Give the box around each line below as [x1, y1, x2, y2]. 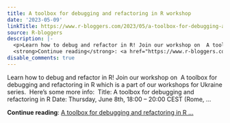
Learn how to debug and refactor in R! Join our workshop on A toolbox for [7, 73, 218, 81]
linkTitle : [7, 23, 38, 29]
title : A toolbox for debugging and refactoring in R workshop [7, 10, 192, 17]
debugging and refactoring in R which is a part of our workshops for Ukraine [7, 80, 222, 89]
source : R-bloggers [7, 29, 63, 36]
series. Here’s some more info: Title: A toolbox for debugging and [7, 87, 194, 96]
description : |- [7, 36, 53, 42]
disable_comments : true [7, 55, 75, 61]
